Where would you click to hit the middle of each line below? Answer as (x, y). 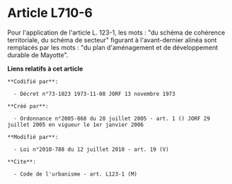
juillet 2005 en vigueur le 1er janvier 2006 (75, 125)
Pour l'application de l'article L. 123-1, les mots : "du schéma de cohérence (116, 32)
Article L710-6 (50, 13)
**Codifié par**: (33, 81)
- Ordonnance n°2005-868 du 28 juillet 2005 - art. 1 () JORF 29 (112, 118)
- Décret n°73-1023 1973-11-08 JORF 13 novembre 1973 (94, 94)
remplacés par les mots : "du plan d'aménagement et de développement (113, 47)
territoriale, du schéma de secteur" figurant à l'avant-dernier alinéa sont (112, 39)
